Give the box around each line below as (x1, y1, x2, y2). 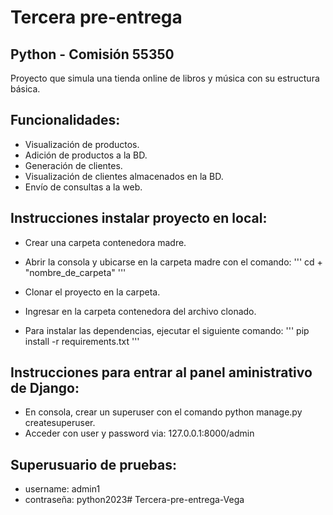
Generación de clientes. (24, 159, 123, 171)
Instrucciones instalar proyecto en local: (10, 210, 268, 227)
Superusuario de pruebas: (10, 456, 177, 473)
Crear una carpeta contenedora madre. (24, 236, 187, 248)
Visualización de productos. (24, 138, 140, 150)
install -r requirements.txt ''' (24, 335, 140, 347)
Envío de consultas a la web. (24, 181, 143, 193)
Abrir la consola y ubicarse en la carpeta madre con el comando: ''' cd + (24, 256, 323, 268)
